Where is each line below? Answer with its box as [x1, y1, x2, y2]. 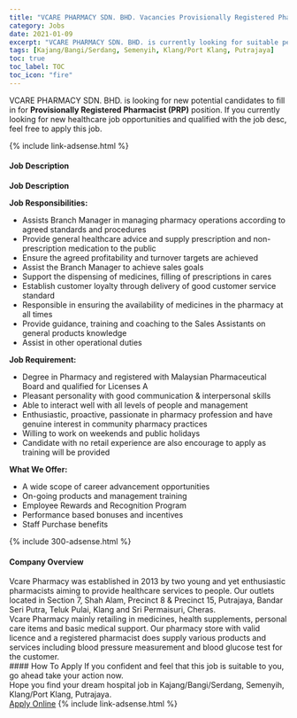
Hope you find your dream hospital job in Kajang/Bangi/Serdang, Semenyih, [9, 680, 285, 691]
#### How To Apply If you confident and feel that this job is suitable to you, [9, 661, 285, 672]
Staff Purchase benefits [21, 519, 109, 529]
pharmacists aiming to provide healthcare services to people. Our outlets [9, 586, 275, 597]
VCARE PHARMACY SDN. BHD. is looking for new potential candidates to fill [9, 95, 286, 105]
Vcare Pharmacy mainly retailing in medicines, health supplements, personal [9, 613, 287, 625]
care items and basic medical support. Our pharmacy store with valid [9, 623, 261, 634]
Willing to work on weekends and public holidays [21, 427, 201, 439]
